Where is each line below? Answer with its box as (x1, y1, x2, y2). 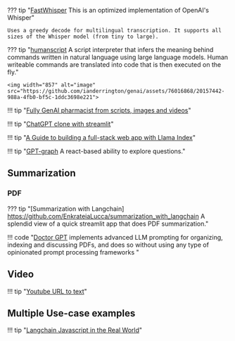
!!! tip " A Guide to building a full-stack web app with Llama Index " (7, 134, 196, 141)
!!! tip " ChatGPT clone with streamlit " (7, 120, 114, 128)
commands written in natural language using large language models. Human (7, 53, 229, 61)
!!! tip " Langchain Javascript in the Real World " (7, 326, 143, 335)
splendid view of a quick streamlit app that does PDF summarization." (7, 219, 209, 228)
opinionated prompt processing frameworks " (7, 247, 139, 256)
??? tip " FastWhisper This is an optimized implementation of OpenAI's (7, 6, 210, 14)
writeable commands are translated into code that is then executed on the (7, 60, 222, 69)
